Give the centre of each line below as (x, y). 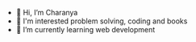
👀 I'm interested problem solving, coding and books (102, 21)
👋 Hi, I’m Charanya (47, 13)
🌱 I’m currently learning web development (85, 29)
